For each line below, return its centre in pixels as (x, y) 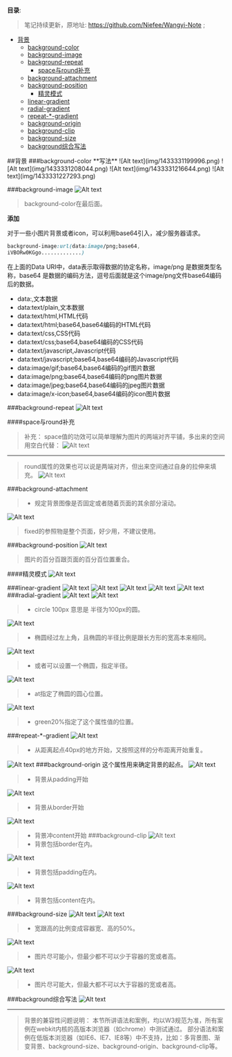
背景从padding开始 (61, 779)
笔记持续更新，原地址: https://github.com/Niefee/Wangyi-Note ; (115, 25)
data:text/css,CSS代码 (49, 333)
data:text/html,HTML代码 (52, 316)
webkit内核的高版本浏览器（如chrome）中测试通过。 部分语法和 (127, 1029)
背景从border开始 (59, 807)
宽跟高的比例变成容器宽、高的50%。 (87, 928)
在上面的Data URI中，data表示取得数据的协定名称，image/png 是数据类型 (112, 266)
